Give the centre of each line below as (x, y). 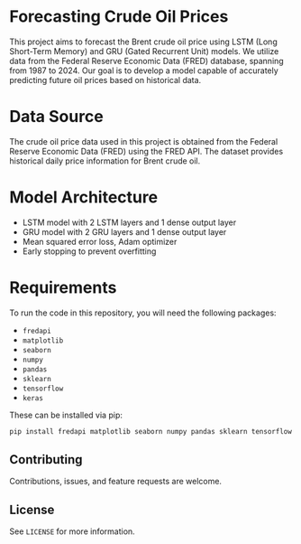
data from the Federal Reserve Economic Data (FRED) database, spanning (146, 61)
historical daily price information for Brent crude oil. (105, 161)
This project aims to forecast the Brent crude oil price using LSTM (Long (143, 42)
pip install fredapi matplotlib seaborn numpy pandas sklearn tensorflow (151, 431)
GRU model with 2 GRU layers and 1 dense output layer (124, 231)
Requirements (63, 287)
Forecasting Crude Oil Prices (119, 17)
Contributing (46, 460)
